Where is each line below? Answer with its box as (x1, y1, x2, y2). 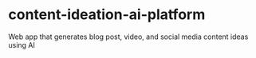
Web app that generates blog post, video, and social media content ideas (8, 32, 249, 41)
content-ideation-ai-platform (8, 6, 206, 24)
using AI (8, 40, 36, 49)
